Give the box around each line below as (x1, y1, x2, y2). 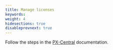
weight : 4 (5, 16, 26, 21)
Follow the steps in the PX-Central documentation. (5, 39, 109, 45)
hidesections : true (5, 21, 46, 26)
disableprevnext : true (5, 26, 52, 31)
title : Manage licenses (5, 7, 55, 12)
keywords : (5, 12, 26, 17)
